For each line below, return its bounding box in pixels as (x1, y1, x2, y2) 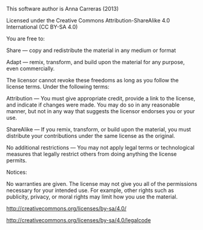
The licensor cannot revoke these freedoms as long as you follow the (6, 77, 179, 84)
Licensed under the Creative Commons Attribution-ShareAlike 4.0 (6, 17, 170, 24)
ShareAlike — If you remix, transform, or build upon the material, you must (6, 126, 191, 133)
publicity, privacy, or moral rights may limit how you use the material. (6, 193, 178, 200)
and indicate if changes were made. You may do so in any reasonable (6, 101, 180, 108)
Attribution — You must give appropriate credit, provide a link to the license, (6, 95, 196, 102)
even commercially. (6, 65, 55, 72)
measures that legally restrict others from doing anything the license (6, 151, 177, 157)
